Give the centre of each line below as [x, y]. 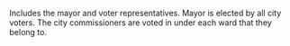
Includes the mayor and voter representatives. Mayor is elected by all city [145, 13]
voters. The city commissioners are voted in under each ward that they [140, 23]
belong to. [28, 32]
